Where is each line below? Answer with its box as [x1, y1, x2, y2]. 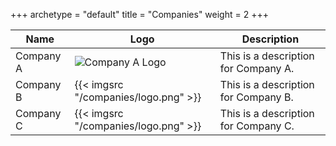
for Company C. [219, 119, 295, 133]
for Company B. [219, 90, 294, 104]
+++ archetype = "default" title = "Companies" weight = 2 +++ [10, 9, 269, 20]
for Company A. [219, 62, 295, 75]
